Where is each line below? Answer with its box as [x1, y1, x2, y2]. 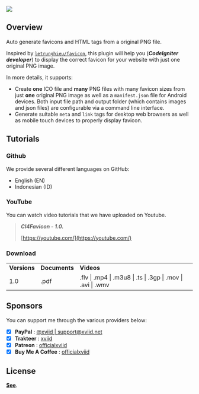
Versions [9, 264, 36, 272]
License [6, 366, 36, 376]
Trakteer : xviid [14, 335, 53, 342]
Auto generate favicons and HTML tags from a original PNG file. [6, 38, 162, 45]
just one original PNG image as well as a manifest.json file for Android [14, 91, 187, 99]
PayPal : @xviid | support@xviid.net [14, 328, 102, 335]
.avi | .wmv [79, 281, 110, 289]
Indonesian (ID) [14, 183, 53, 190]
